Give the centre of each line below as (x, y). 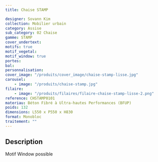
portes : (13, 61)
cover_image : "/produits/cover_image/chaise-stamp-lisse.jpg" (72, 75)
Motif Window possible (29, 154)
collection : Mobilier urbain (36, 24)
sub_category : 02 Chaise (31, 33)
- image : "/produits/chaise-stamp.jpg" (56, 84)
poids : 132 (17, 108)
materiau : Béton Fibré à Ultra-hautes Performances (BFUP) (68, 103)
